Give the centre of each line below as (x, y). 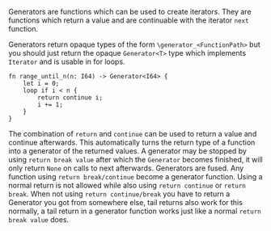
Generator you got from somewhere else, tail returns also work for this (125, 202)
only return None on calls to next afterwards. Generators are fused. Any (126, 168)
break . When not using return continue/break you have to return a (119, 194)
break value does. (39, 220)
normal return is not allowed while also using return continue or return (127, 185)
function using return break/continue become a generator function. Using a (135, 176)
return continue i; (70, 98)
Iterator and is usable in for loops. (67, 61)
